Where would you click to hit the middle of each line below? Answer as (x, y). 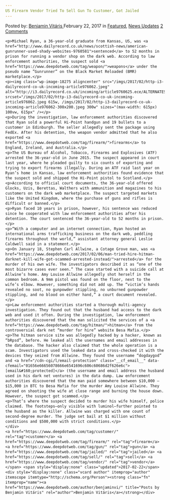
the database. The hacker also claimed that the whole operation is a (81, 345)
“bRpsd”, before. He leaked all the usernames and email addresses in (81, 340)
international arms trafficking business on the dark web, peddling (79, 234)
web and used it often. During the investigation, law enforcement (78, 315)
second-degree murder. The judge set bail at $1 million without (75, 416)
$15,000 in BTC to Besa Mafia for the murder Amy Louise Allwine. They (82, 386)
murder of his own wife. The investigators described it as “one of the (83, 264)
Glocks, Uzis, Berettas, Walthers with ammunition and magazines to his (83, 188)
